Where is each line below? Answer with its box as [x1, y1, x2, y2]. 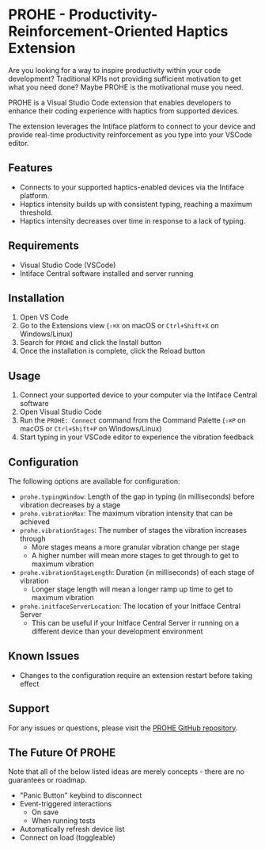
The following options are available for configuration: [8, 477, 180, 485]
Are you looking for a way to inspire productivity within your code [8, 65, 221, 75]
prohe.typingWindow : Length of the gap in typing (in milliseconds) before [19, 492, 255, 501]
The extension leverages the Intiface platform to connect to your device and [8, 121, 256, 131]
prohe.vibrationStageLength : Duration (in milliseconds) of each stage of [19, 568, 255, 576]
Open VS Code [19, 312, 69, 322]
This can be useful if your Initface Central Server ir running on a [31, 618, 240, 627]
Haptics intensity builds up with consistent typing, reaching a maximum [19, 199, 253, 209]
